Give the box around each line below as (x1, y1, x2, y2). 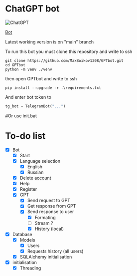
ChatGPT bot (5, 3, 60, 14)
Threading (19, 265, 41, 271)
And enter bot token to (5, 94, 51, 100)
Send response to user (27, 209, 74, 215)
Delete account (19, 175, 51, 181)
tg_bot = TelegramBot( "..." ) (5, 103, 66, 109)
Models (19, 237, 36, 243)
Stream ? (34, 220, 53, 226)
